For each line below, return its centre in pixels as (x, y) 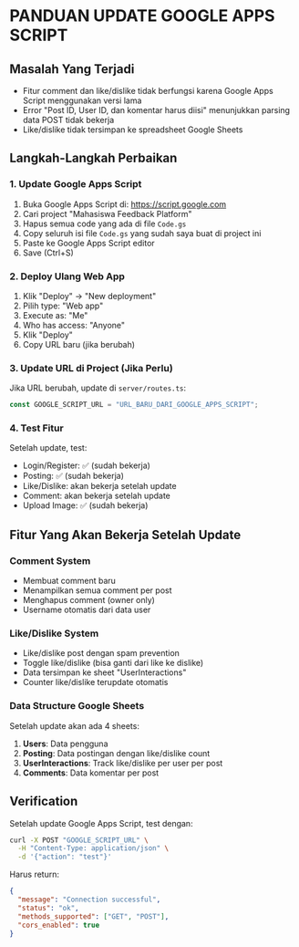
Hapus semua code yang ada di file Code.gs (104, 224)
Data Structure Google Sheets (77, 706)
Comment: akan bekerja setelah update (97, 496)
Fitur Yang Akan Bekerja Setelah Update (125, 535)
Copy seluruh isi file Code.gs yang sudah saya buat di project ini (142, 233)
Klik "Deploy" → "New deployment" (89, 296)
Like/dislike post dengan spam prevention (101, 653)
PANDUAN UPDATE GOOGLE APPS (142, 16)
